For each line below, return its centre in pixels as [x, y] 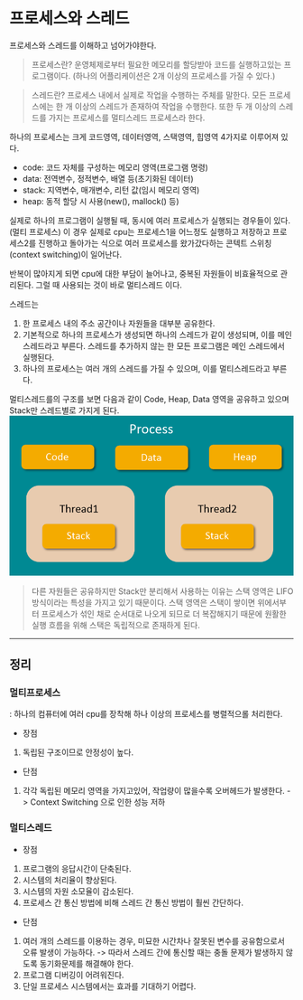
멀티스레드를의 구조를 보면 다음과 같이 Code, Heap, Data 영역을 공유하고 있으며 [150, 399]
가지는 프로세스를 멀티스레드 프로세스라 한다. [127, 118]
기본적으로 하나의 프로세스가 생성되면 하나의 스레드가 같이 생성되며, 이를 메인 [157, 335]
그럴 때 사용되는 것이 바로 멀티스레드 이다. [109, 285]
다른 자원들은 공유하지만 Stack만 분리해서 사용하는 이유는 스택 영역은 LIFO [162, 591]
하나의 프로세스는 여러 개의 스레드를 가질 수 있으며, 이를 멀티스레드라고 [146, 368]
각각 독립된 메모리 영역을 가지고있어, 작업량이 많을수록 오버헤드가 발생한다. [154, 791]
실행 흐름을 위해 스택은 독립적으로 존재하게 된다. [115, 625]
